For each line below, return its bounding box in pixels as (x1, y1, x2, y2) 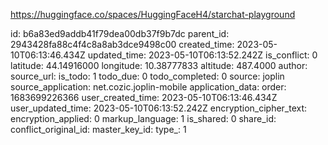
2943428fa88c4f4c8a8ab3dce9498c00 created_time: (10, 39, 235, 50)
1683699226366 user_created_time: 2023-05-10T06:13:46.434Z (10, 92, 278, 103)
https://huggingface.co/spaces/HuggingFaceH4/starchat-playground (10, 9, 296, 20)
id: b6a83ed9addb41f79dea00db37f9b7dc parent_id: (10, 28, 230, 39)
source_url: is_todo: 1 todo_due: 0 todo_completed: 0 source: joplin (10, 70, 285, 82)
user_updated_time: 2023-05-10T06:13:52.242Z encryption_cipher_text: (10, 102, 308, 114)
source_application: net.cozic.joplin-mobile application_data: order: (10, 81, 287, 93)
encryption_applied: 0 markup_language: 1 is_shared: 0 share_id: (10, 113, 277, 124)
